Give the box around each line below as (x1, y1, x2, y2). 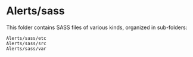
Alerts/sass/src (6, 40, 46, 46)
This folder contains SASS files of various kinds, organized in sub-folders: (6, 24, 188, 31)
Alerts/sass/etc (6, 35, 46, 41)
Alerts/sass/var (6, 46, 46, 52)
